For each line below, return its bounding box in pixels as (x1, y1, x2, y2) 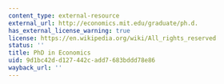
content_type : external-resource (8, 11, 120, 20)
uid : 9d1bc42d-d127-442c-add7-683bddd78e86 (8, 57, 156, 65)
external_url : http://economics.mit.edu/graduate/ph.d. (8, 19, 198, 27)
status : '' (8, 42, 45, 50)
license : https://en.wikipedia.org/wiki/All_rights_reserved (8, 34, 217, 42)
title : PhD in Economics (8, 49, 91, 57)
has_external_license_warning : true (8, 26, 130, 34)
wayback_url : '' (8, 64, 62, 72)
